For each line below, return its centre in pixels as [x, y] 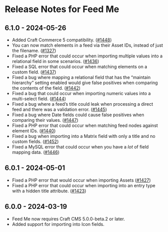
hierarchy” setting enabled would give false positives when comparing [85, 83]
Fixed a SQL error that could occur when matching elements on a [79, 67]
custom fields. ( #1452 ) [35, 141]
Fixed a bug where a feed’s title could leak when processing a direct [82, 104]
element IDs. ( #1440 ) [34, 131]
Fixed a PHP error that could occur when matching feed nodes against [85, 125]
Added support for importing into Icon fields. [58, 224]
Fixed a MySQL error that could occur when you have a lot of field [80, 147]
